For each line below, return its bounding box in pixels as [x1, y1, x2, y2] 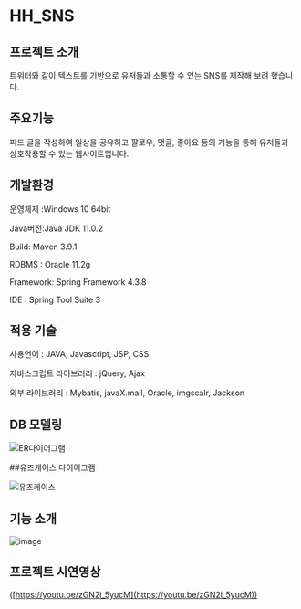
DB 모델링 [9, 416, 62, 432]
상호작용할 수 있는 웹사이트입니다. [9, 148, 130, 159]
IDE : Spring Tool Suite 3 [9, 294, 101, 305]
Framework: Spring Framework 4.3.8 [9, 276, 147, 288]
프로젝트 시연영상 [9, 564, 101, 580]
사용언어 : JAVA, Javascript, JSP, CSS [9, 349, 150, 360]
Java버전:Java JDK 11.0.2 [9, 223, 103, 234]
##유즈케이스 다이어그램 [9, 462, 96, 473]
